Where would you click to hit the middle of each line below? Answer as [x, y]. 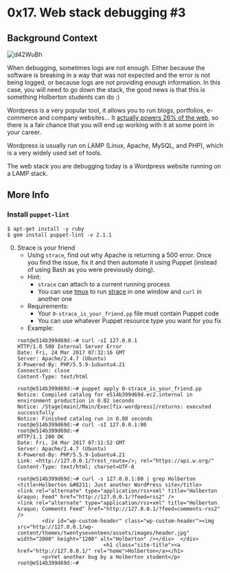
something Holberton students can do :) [64, 97]
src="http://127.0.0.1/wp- [56, 527]
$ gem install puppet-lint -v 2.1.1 [59, 235]
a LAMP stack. [27, 173]
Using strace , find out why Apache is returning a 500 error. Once [119, 255]
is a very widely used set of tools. [55, 153]
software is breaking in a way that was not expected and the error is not [109, 75]
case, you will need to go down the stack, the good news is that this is [106, 90]
